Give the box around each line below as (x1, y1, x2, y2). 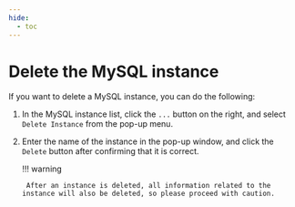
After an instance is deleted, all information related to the (25, 181, 271, 191)
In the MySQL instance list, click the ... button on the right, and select (21, 109, 286, 119)
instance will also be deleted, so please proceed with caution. (21, 189, 275, 199)
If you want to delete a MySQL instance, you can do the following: (8, 91, 256, 102)
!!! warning (21, 163, 63, 174)
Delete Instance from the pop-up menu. (21, 119, 174, 129)
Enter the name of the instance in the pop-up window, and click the (21, 136, 274, 147)
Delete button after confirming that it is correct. (21, 146, 199, 157)
